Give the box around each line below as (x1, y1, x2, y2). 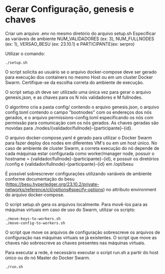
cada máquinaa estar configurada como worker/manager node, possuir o (5, 150, 155, 156)
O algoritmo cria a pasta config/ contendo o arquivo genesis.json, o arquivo (5, 104, 160, 110)
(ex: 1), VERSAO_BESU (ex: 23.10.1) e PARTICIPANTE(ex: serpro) (5, 41, 135, 47)
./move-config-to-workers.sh (5, 220, 65, 225)
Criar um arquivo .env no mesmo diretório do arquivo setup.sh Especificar (5, 30, 156, 36)
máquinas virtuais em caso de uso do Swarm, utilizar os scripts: (5, 206, 135, 212)
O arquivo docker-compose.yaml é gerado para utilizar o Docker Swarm (5, 135, 152, 140)
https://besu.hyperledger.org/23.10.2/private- (6, 181, 100, 187)
